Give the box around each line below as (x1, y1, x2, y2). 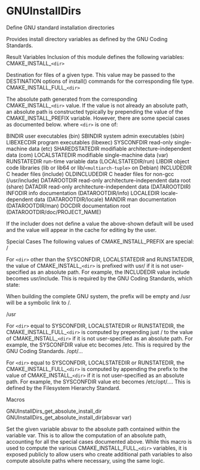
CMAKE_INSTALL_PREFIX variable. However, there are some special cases (6, 115, 190, 122)
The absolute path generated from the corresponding (6, 95, 137, 103)
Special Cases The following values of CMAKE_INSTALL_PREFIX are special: (6, 237, 195, 245)
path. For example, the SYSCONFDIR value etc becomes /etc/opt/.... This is (6, 378, 191, 385)
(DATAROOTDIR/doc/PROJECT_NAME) (6, 208, 101, 215)
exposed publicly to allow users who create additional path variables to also (6, 450, 193, 457)
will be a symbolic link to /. (6, 299, 72, 306)
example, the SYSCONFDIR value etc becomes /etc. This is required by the (6, 341, 190, 348)
